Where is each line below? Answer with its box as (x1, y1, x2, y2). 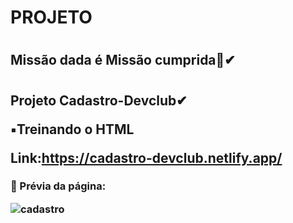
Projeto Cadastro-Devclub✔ (10, 92, 188, 109)
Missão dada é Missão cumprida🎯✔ (10, 52, 236, 69)
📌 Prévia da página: (10, 179, 107, 193)
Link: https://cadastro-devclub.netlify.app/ (10, 149, 283, 166)
